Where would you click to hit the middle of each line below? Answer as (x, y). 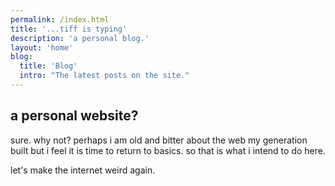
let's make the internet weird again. (83, 170)
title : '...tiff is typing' (69, 29)
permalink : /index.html (60, 19)
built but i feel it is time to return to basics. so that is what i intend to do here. (168, 150)
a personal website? (74, 116)
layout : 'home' (42, 47)
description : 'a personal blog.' (80, 38)
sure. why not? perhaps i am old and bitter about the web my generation (159, 140)
